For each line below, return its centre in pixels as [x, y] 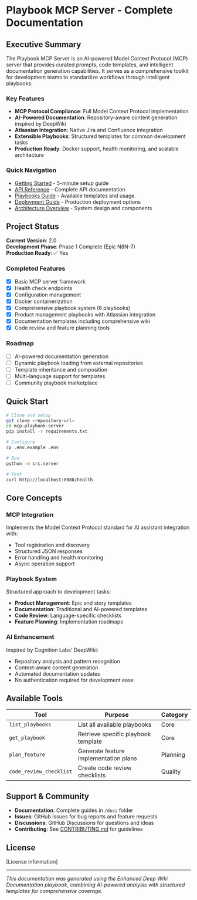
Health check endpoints [43, 288]
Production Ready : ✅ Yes [37, 253]
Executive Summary [44, 44]
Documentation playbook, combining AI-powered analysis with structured [96, 885]
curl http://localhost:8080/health [50, 480]
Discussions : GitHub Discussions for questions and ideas [84, 823]
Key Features [26, 99]
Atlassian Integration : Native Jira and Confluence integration [89, 130]
